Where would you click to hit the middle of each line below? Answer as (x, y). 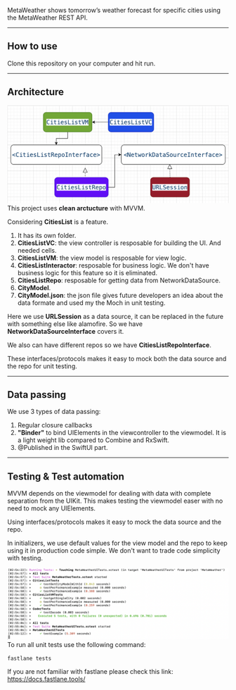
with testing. (25, 558)
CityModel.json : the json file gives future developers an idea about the (120, 295)
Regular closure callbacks (55, 425)
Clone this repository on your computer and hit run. (81, 63)
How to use (32, 46)
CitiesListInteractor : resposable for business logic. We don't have (113, 265)
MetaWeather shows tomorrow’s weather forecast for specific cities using (114, 10)
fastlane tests (29, 658)
